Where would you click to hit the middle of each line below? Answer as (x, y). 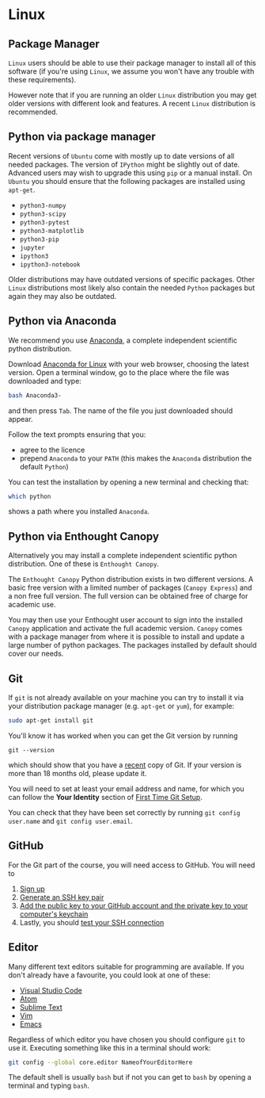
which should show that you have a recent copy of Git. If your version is (125, 765)
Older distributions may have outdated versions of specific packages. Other (132, 279)
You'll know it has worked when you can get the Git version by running (123, 736)
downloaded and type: (45, 381)
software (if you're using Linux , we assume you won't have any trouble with (131, 71)
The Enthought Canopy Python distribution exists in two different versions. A (131, 580)
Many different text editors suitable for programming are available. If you (126, 966)
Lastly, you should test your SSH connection (92, 922)
